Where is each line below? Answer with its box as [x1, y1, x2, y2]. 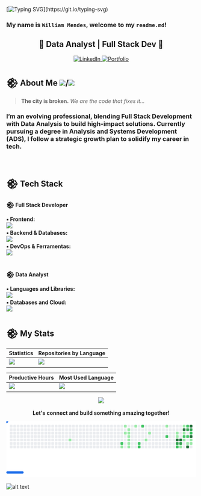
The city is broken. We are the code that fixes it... [20, 97, 145, 105]
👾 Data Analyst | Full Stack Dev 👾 [39, 39, 164, 49]
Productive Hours [8, 374, 54, 382]
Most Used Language [59, 374, 114, 382]
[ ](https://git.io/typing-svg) [6, 6, 108, 13]
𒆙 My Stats [6, 329, 54, 339]
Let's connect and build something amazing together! [32, 409, 170, 417]
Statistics [8, 349, 34, 356]
